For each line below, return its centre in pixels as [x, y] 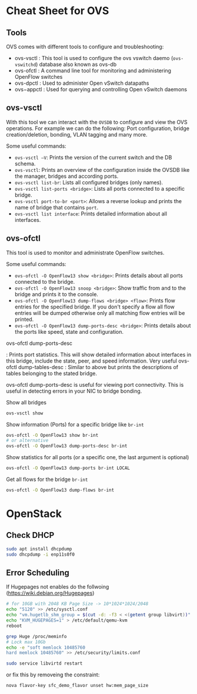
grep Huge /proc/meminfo [36, 636]
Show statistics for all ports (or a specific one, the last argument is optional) [98, 457]
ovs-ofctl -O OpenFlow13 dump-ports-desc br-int [67, 446]
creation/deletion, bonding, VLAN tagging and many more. [77, 134]
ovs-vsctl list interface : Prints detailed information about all [91, 214]
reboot [14, 626]
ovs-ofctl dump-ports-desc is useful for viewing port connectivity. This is [95, 384]
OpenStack [34, 514]
